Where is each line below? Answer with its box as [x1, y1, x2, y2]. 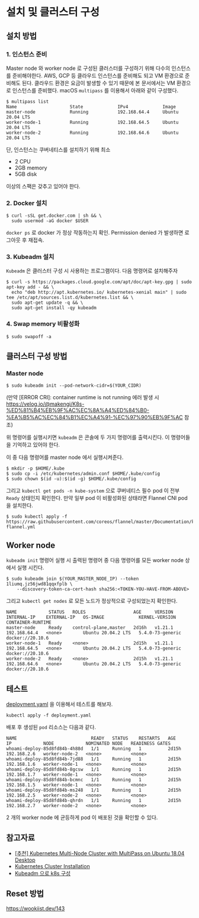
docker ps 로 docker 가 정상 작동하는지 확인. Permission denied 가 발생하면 [6, 229, 184, 236]
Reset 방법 [6, 889, 44, 899]
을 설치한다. [6, 502, 34, 509]
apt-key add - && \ [6, 284, 54, 290]
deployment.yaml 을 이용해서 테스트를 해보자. [6, 701, 113, 708]
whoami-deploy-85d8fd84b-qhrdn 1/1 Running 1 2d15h [6, 798, 182, 804]
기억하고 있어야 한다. [12, 441, 60, 448]
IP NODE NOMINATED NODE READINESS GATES [6, 741, 171, 747]
